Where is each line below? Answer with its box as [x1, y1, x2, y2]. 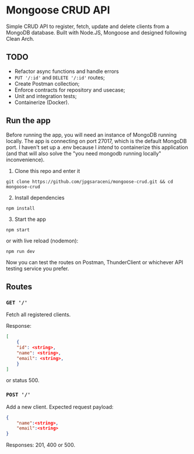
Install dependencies [14, 194, 65, 201]
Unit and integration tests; [14, 92, 77, 99]
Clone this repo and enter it [14, 167, 80, 174]
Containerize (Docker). [14, 99, 69, 106]
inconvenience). [6, 156, 45, 163]
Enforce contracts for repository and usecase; [14, 86, 125, 93]
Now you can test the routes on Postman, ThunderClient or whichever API [6, 258, 184, 266]
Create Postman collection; [14, 80, 80, 87]
